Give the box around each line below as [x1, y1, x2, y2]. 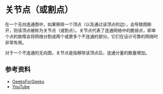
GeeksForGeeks [12, 78, 45, 84]
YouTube [12, 83, 30, 90]
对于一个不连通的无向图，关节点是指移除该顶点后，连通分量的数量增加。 [5, 49, 149, 56]
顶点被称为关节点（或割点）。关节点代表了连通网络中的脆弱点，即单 [21, 27, 156, 33]
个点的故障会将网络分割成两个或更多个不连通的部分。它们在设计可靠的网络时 [5, 33, 158, 39]
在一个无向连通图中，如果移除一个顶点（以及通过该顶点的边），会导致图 [5, 21, 147, 27]
